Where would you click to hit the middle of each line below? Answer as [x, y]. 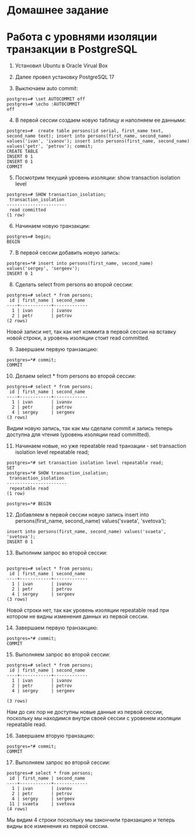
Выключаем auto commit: [46, 88]
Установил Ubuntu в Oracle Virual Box [61, 66]
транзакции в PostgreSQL [72, 49]
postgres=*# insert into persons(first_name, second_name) [80, 263]
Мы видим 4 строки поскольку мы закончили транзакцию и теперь [91, 820]
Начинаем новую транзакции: [53, 226]
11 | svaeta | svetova [42, 804]
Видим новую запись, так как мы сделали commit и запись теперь [90, 429]
